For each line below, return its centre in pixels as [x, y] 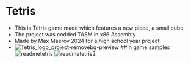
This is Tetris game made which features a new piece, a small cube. [100, 28]
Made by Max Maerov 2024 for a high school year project [87, 41]
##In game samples [145, 47]
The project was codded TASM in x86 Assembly [75, 34]
